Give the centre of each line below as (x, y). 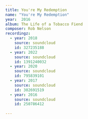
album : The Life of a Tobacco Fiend (44, 24)
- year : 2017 (24, 81)
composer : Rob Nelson (28, 29)
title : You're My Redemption (36, 10)
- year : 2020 (24, 66)
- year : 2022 (24, 52)
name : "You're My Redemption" (37, 15)
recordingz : (18, 33)
